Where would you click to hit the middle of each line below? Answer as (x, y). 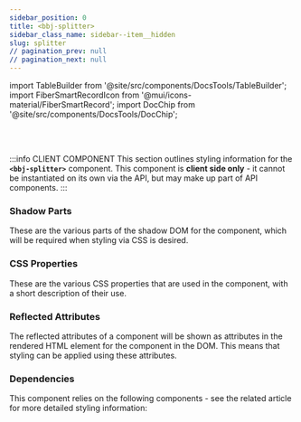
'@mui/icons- (167, 95)
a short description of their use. (68, 293)
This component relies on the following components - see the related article (150, 399)
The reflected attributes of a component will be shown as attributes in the (146, 336)
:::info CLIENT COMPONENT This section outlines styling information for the (151, 159)
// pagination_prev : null (58, 52)
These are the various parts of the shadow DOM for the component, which (148, 230)
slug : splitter (38, 43)
